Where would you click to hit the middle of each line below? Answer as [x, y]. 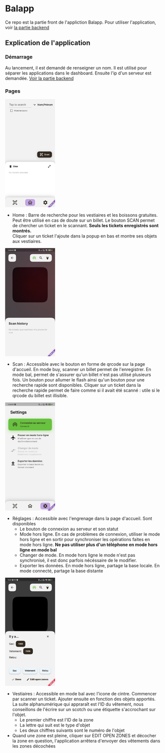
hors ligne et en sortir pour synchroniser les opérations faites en [85, 539]
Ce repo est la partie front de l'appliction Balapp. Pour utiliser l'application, [81, 22]
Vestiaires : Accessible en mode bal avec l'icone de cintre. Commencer [84, 693]
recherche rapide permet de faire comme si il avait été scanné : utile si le [86, 390]
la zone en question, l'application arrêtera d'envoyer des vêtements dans [86, 741]
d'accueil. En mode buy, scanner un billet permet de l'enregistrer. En [82, 369]
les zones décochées [34, 746]
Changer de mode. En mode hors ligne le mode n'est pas [77, 555]
